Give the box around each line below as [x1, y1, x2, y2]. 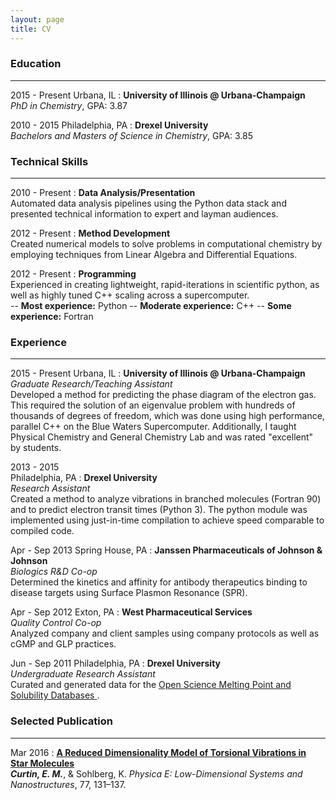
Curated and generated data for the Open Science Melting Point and [10, 679, 292, 691]
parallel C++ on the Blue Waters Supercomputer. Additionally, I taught [10, 421, 297, 433]
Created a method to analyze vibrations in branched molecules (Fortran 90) [10, 493, 322, 505]
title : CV [10, 24, 52, 34]
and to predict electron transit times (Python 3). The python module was [10, 504, 308, 516]
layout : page [10, 14, 65, 25]
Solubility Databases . [10, 689, 100, 701]
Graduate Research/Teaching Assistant [10, 378, 173, 390]
